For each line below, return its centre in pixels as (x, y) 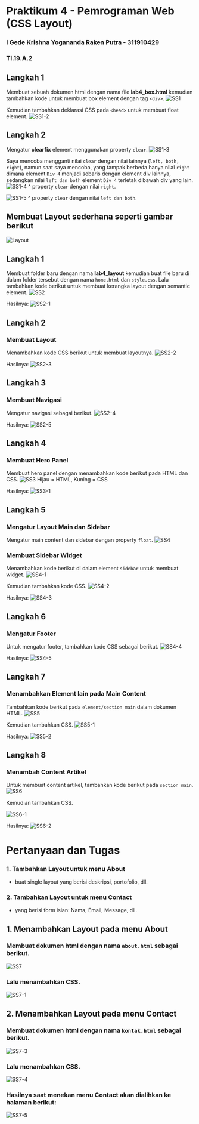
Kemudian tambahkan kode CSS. (46, 586)
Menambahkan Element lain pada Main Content (76, 694)
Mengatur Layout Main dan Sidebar (58, 527)
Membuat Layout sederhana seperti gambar (90, 217)
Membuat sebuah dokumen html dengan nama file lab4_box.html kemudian (99, 92)
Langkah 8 (26, 755)
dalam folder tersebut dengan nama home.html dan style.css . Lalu (87, 280)
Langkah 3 (26, 383)
